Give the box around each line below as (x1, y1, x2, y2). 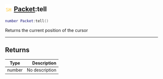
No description (26, 67, 57, 73)
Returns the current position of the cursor (5, 27, 88, 33)
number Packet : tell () (5, 18, 49, 23)
